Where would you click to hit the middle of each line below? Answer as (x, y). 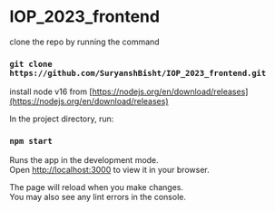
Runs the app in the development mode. (84, 159)
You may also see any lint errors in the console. (98, 197)
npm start (31, 141)
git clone (31, 64)
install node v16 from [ (51, 91)
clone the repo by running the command (85, 42)
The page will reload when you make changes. (97, 187)
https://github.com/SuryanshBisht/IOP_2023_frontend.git (138, 73)
